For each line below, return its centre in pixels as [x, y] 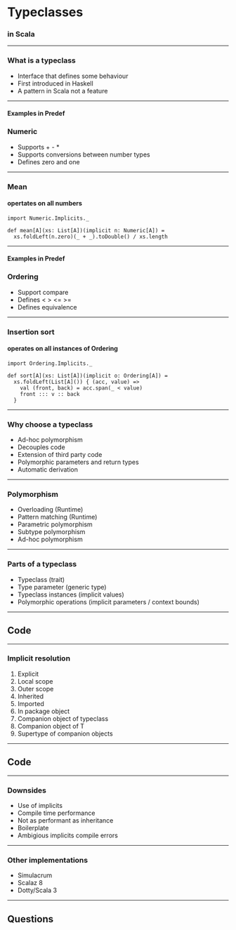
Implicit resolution [39, 658]
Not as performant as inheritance [65, 820]
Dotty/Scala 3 [37, 890]
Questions [31, 919]
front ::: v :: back [50, 394]
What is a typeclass [41, 60]
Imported [31, 703]
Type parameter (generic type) [62, 587]
